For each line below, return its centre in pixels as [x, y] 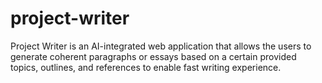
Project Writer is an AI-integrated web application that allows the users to [161, 46]
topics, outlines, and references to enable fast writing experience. [146, 67]
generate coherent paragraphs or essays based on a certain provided [153, 56]
